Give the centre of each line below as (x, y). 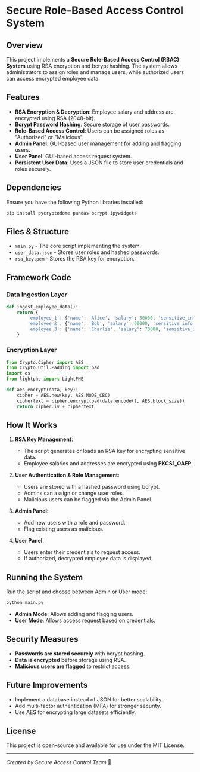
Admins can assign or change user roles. (74, 493)
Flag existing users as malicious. (63, 529)
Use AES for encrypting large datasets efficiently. (75, 712)
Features (23, 97)
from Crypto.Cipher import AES (45, 362)
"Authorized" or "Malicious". (49, 137)
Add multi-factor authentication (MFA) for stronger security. (88, 706)
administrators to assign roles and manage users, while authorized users (95, 72)
